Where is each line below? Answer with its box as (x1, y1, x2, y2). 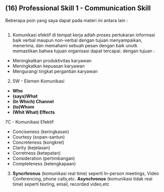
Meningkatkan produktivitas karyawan (12, 58, 92, 64)
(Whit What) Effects (12, 109, 55, 115)
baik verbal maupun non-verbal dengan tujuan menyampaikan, (12, 37, 142, 43)
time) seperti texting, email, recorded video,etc (12, 181, 109, 187)
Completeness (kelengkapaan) (12, 161, 76, 167)
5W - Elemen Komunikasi (12, 78, 65, 84)
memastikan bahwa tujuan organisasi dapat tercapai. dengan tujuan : (12, 48, 155, 54)
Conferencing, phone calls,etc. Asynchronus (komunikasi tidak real (12, 176, 153, 182)
